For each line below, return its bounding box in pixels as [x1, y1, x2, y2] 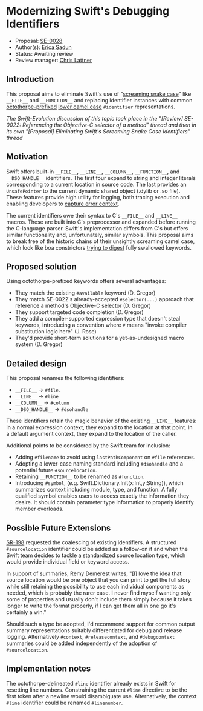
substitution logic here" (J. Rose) [14, 328, 97, 335]
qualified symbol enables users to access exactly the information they [14, 492, 189, 499]
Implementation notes [6, 664, 91, 674]
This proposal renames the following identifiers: [6, 375, 125, 382]
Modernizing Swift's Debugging [6, 4, 170, 18]
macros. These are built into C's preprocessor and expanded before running [6, 218, 196, 225]
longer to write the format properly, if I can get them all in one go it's [6, 602, 176, 609]
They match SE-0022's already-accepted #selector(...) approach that [14, 296, 195, 303]
